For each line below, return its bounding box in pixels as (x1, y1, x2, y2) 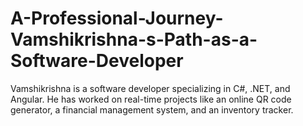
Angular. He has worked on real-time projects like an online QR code (10, 93, 292, 105)
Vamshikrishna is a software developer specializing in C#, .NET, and (10, 82, 291, 94)
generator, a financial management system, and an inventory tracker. (10, 103, 294, 116)
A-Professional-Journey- (10, 7, 224, 30)
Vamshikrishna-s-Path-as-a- (10, 28, 258, 51)
